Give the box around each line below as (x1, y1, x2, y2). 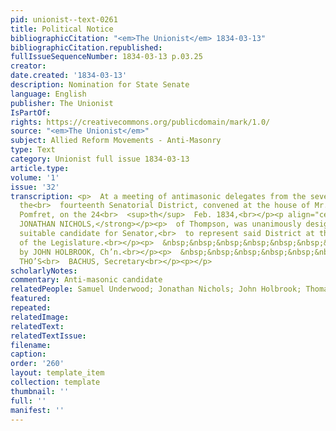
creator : (10, 61, 47, 71)
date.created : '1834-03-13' (10, 71, 128, 81)
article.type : (10, 163, 70, 173)
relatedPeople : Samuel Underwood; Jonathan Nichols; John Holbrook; (10, 284, 302, 295)
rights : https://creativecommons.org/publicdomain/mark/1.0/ (10, 117, 271, 127)
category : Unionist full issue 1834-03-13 (10, 154, 190, 164)
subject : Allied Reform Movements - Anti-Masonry (10, 136, 222, 146)
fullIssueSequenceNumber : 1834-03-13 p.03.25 (10, 52, 203, 62)
